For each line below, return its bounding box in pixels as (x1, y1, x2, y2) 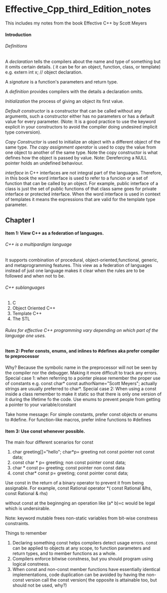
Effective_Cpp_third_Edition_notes (5, 3, 151, 15)
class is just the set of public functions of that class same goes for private (5, 185, 157, 191)
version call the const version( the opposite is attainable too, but (25, 577, 157, 583)
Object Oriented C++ (12, 305, 56, 311)
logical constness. (12, 561, 50, 567)
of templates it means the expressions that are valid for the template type (5, 196, 156, 202)
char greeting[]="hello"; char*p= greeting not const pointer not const (12, 449, 155, 455)
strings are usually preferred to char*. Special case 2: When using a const (5, 385, 157, 391)
